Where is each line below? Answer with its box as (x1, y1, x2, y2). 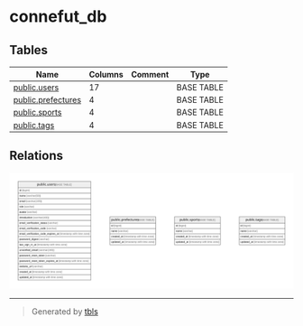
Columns (88, 69, 124, 79)
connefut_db (9, 6, 107, 27)
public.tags (13, 119, 55, 130)
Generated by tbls (31, 305, 99, 317)
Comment (130, 69, 170, 79)
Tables (9, 42, 48, 58)
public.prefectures (13, 95, 82, 105)
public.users (13, 81, 60, 92)
